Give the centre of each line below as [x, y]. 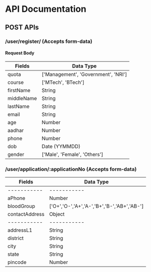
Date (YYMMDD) [61, 146]
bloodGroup [21, 206]
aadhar [16, 130]
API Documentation [46, 9]
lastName [18, 106]
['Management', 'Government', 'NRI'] [84, 74]
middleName [22, 98]
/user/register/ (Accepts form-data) [49, 41]
